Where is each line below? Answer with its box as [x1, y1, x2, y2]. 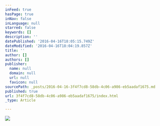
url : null [9, 75, 29, 80]
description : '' [5, 35, 38, 40]
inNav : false [5, 16, 32, 21]
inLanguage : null [5, 21, 40, 26]
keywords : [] [5, 30, 32, 35]
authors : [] [5, 57, 29, 62]
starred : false [5, 25, 36, 30]
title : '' [5, 48, 25, 53]
